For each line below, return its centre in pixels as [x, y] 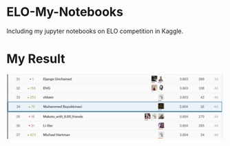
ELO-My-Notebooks [65, 12]
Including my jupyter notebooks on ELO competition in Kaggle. [95, 31]
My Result [36, 59]
